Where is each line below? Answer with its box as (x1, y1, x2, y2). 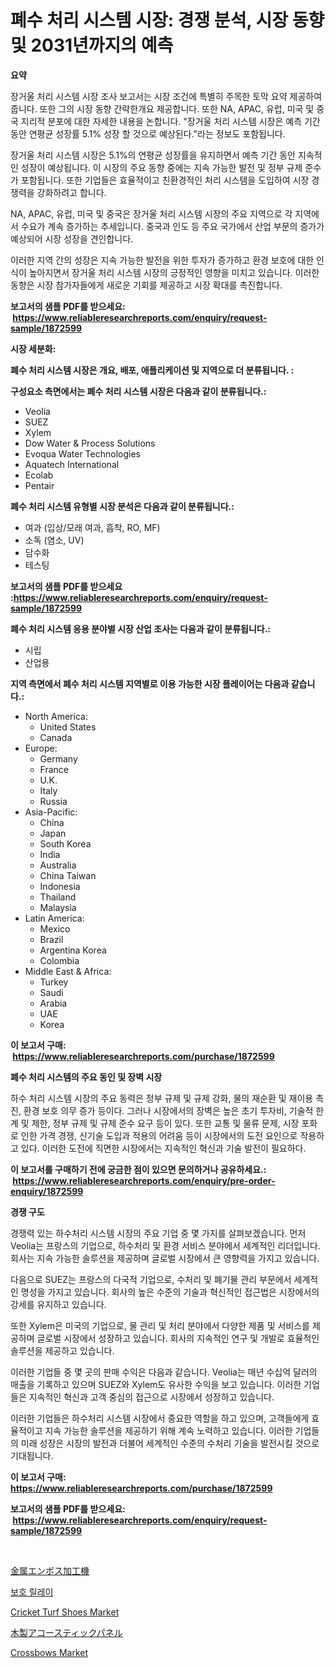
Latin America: (24, 912, 85, 924)
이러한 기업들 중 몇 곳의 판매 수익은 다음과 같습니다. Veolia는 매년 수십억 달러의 (10, 1366, 318, 1378)
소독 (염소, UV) (24, 534, 85, 546)
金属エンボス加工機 (10, 1564, 90, 1576)
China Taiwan (39, 869, 97, 881)
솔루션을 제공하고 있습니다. (10, 1344, 115, 1356)
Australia (39, 859, 77, 871)
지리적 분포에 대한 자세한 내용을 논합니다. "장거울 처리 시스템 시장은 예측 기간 (20, 115, 321, 127)
